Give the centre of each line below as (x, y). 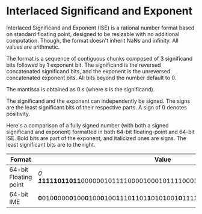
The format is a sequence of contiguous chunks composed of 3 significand (99, 58)
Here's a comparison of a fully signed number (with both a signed (88, 125)
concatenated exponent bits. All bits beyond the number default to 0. (91, 78)
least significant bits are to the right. (51, 144)
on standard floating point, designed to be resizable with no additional (93, 34)
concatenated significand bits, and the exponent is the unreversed (88, 71)
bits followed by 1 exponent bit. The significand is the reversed (84, 65)
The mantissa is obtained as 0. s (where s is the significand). (81, 89)
